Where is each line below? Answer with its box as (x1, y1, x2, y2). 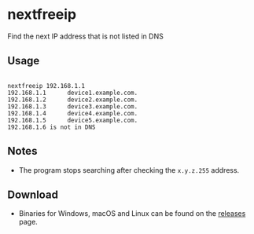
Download (7, 188, 58, 201)
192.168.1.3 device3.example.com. (7, 102, 138, 111)
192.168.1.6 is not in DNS (7, 123, 96, 131)
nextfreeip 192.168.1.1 (7, 82, 86, 90)
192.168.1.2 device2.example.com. (7, 96, 138, 104)
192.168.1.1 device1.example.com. (7, 89, 138, 97)
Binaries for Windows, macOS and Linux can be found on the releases (18, 209, 246, 218)
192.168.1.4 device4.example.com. (7, 109, 138, 117)
